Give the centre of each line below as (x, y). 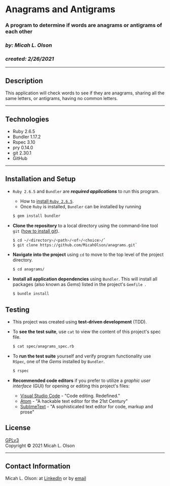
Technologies (27, 119)
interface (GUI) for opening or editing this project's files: (71, 386)
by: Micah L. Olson (29, 45)
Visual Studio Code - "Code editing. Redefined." (70, 396)
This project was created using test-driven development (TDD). (80, 321)
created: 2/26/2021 (30, 58)
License (18, 428)
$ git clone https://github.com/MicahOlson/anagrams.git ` (75, 245)
